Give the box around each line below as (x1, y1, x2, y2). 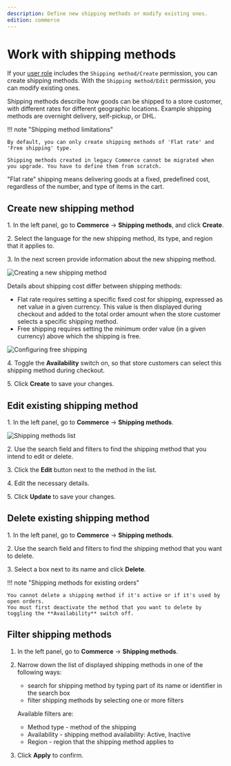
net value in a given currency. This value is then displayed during (17, 302, 202, 311)
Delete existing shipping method (7, 513, 150, 525)
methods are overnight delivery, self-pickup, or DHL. (7, 112, 157, 120)
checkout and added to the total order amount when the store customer (17, 310, 221, 318)
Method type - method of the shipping (27, 722, 137, 731)
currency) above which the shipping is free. (17, 332, 141, 340)
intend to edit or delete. (7, 453, 74, 461)
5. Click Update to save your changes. (7, 493, 116, 501)
